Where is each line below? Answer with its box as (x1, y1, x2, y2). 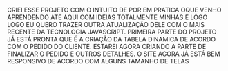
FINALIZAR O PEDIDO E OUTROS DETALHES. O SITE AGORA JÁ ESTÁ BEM (7, 50, 220, 58)
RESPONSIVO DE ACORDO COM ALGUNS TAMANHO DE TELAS (7, 57, 189, 65)
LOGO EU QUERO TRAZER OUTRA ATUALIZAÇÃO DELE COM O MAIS (7, 21, 205, 28)
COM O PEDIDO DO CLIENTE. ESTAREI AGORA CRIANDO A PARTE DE (7, 43, 207, 50)
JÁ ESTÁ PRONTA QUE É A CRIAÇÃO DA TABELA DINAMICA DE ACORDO (7, 35, 216, 43)
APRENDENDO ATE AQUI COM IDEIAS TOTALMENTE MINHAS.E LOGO (7, 13, 208, 21)
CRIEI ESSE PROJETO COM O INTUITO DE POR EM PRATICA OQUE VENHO (7, 6, 222, 14)
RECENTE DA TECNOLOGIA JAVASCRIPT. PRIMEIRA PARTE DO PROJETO (7, 28, 217, 36)
